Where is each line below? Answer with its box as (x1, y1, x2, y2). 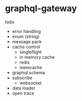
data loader (12, 85, 36, 91)
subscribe (12, 75, 33, 81)
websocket (19, 80, 42, 85)
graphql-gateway (5, 3, 77, 14)
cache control (12, 44, 41, 50)
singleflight (19, 49, 42, 55)
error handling (12, 28, 41, 34)
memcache (19, 64, 42, 70)
